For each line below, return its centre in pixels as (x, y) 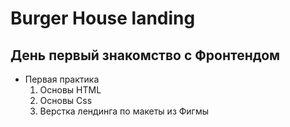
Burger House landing (103, 18)
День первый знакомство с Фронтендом (145, 55)
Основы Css (66, 100)
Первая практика (62, 79)
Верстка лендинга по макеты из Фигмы (124, 111)
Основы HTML (70, 90)
